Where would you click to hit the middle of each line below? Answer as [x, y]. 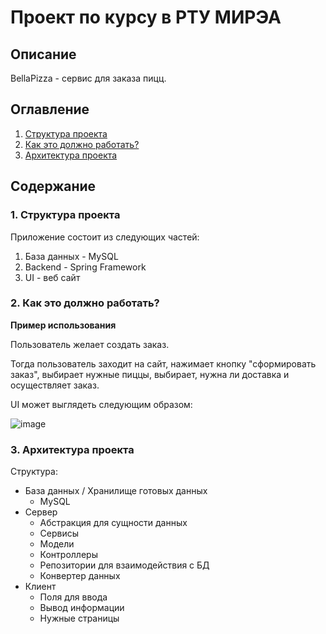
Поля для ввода [73, 597]
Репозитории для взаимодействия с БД [124, 565]
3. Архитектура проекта [72, 449]
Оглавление [50, 109]
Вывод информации [82, 608]
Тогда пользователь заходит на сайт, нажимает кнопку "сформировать [163, 363]
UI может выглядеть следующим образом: [101, 404]
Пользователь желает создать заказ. [90, 344]
